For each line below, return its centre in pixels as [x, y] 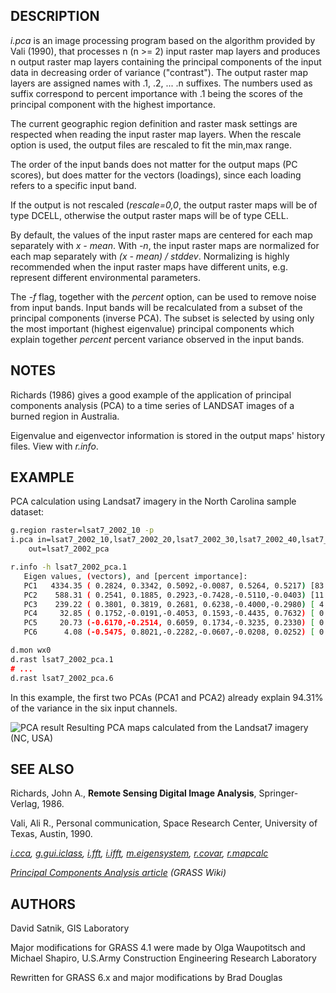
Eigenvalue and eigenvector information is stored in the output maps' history [168, 435]
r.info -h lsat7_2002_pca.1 [69, 567]
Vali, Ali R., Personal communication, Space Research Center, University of [164, 823]
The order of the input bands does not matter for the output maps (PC [154, 164]
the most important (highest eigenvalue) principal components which [152, 328]
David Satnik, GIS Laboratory [70, 928]
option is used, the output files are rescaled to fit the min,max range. [151, 145]
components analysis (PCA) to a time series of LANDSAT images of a [152, 405]
